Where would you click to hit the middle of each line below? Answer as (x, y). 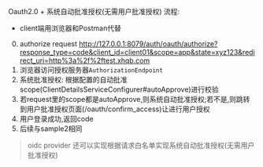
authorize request (48, 44)
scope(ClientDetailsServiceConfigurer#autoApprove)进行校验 (119, 89)
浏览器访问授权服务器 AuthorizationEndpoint (91, 70)
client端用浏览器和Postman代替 (70, 28)
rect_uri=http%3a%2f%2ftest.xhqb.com (85, 60)
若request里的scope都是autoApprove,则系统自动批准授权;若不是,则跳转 (135, 99)
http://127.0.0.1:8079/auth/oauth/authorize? (148, 44)
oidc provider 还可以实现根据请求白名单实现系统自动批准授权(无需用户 (141, 145)
